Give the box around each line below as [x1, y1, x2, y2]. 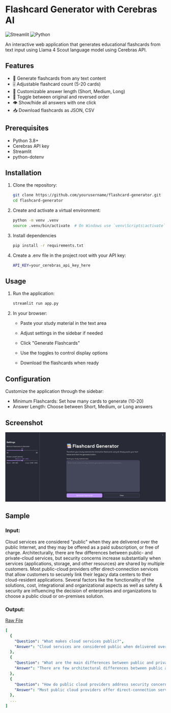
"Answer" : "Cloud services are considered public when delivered [14, 644, 156, 649]
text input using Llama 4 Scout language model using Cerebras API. [5, 47, 147, 53]
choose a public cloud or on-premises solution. [5, 593, 104, 599]
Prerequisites [5, 124, 49, 132]
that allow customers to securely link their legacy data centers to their [5, 571, 152, 577]
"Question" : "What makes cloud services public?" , [14, 638, 124, 644]
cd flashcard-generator [12, 198, 64, 203]
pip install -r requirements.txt [12, 243, 84, 248]
